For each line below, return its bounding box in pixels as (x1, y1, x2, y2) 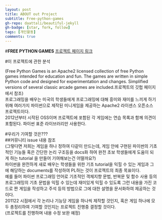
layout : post (5, 7, 31, 12)
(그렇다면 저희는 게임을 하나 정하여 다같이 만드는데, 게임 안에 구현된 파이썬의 (5, 143, 148, 149)
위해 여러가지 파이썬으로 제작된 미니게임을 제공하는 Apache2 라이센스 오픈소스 (5, 102, 153, 108)
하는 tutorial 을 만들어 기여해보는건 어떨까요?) (10, 155, 96, 161)
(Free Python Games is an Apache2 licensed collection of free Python (5, 68, 144, 74)
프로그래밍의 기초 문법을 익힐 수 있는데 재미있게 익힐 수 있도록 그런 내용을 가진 (5, 179, 152, 185)
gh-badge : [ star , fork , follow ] (5, 25, 70, 30)
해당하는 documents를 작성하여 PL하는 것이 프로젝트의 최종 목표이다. (10, 167, 141, 173)
